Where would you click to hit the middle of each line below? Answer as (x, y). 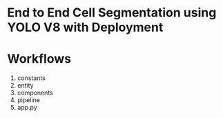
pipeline (28, 100)
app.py (27, 108)
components (35, 93)
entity (25, 86)
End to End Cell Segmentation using (112, 13)
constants (31, 78)
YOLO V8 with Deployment (85, 27)
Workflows (39, 59)
